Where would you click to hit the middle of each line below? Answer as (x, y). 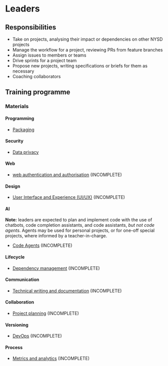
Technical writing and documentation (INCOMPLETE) (67, 290)
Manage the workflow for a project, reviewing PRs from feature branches (87, 50)
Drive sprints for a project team (44, 60)
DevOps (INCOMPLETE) (37, 336)
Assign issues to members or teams (49, 55)
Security (14, 141)
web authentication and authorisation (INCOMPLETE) (67, 174)
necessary (23, 71)
